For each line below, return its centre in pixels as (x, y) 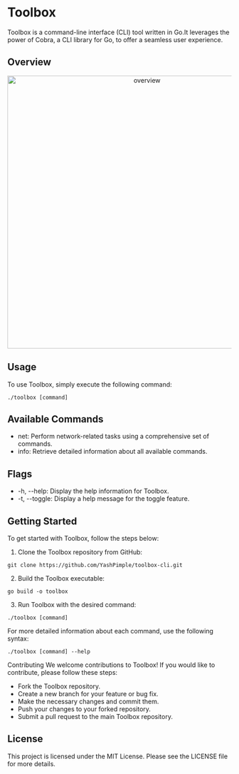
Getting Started (42, 521)
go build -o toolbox (38, 591)
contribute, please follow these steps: (63, 672)
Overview (30, 62)
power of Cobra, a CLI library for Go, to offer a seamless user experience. (115, 39)
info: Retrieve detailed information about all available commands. (112, 452)
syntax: (18, 638)
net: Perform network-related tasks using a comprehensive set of (113, 437)
